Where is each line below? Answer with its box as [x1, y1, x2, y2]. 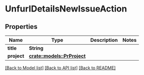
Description [90, 37, 118, 43]
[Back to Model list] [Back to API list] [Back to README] [5, 65, 116, 71]
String [29, 45, 43, 51]
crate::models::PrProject [29, 53, 86, 59]
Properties [5, 23, 38, 31]
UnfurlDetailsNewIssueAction [5, 3, 127, 14]
